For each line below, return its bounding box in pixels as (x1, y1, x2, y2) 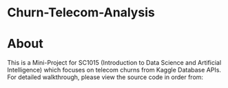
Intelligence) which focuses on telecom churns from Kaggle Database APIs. (7, 66, 222, 74)
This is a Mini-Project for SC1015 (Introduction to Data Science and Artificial (7, 59, 222, 67)
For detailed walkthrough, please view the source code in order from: (7, 73, 204, 81)
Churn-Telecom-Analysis (7, 5, 155, 20)
